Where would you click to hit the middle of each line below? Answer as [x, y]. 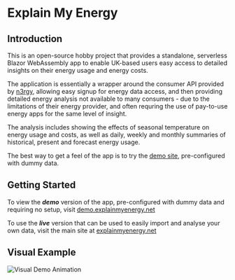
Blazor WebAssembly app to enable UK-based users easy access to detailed [117, 63]
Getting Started [42, 185]
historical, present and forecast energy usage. [74, 142]
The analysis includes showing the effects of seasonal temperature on [108, 127]
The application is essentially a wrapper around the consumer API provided [116, 84]
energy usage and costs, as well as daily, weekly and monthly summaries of [116, 135]
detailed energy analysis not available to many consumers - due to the [108, 99]
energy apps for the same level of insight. [67, 114]
